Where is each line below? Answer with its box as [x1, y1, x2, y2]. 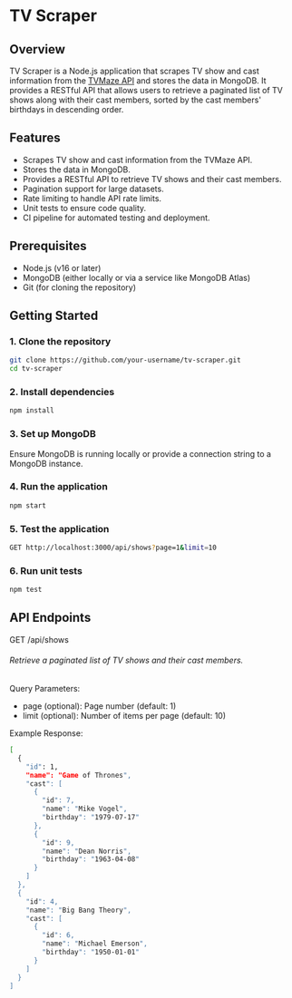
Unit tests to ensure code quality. [22, 202, 147, 213]
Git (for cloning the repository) [22, 282, 137, 293]
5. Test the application [9, 522, 110, 535]
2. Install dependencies [9, 385, 115, 398]
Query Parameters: [9, 683, 81, 694]
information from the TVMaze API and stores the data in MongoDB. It [9, 75, 267, 86]
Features [9, 131, 61, 146]
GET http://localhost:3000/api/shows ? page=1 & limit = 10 [9, 543, 218, 552]
